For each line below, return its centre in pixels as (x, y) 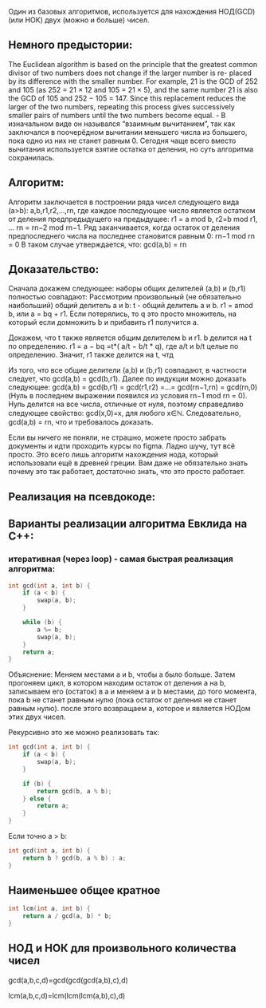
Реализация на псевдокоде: (82, 497)
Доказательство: (54, 269)
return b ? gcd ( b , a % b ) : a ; (74, 858)
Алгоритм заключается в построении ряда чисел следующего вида (124, 202)
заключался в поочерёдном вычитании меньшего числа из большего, (128, 132)
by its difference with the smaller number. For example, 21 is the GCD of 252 (133, 81)
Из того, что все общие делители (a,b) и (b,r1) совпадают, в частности (127, 370)
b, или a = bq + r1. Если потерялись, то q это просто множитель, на (123, 314)
